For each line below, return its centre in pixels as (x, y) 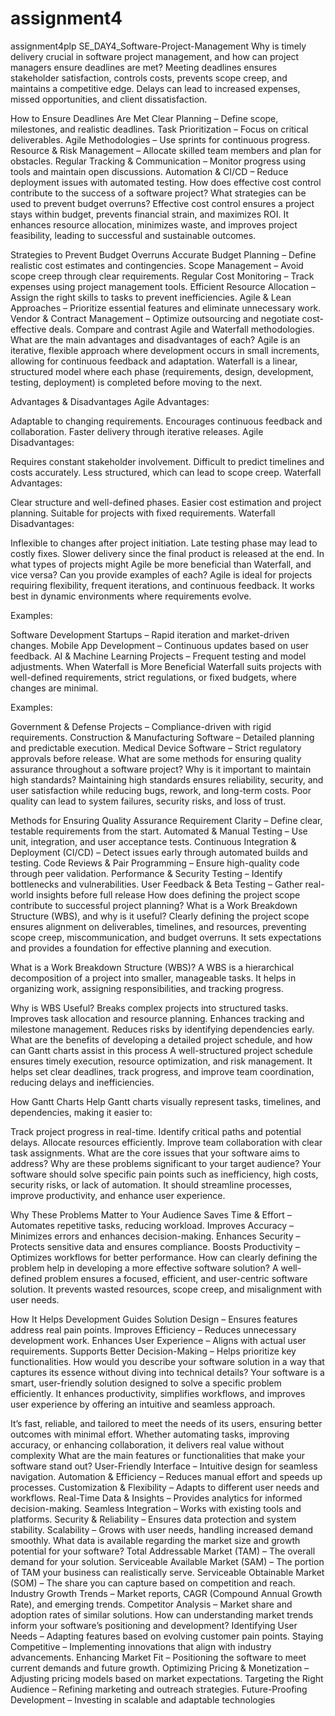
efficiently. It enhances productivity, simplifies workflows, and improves (158, 1393)
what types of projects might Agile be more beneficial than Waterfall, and (161, 564)
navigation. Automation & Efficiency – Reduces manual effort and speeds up (166, 1476)
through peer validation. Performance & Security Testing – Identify (146, 873)
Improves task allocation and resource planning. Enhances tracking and (157, 1018)
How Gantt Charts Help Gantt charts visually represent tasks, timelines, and (166, 1101)
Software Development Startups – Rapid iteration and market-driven (150, 634)
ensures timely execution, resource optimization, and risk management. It (161, 1061)
